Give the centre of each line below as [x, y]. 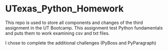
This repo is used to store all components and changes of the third [74, 22]
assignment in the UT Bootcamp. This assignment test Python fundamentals [84, 27]
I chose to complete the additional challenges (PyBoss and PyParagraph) [81, 42]
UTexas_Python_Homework [65, 9]
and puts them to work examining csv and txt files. [57, 33]
